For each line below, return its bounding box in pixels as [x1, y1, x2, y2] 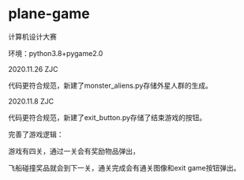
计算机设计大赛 [8, 32, 57, 41]
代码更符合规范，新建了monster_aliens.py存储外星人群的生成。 [8, 81, 213, 90]
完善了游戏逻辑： [8, 129, 64, 139]
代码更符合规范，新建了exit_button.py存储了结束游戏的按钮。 [8, 112, 207, 122]
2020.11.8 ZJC [8, 96, 54, 106]
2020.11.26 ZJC [8, 64, 58, 73]
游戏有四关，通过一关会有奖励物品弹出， [8, 146, 140, 156]
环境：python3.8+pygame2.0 [8, 48, 103, 58]
